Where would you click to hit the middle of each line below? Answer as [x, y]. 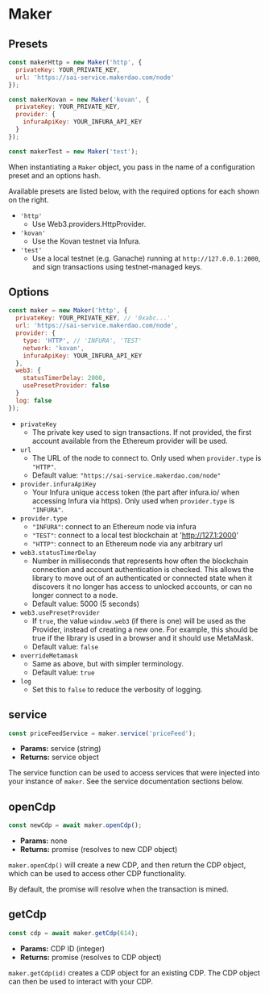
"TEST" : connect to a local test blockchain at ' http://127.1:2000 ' [135, 535]
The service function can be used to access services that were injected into [134, 773]
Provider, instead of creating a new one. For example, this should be [145, 629]
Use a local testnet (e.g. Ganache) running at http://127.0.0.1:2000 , [146, 258]
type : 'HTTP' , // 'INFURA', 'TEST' [83, 340]
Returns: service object [59, 757]
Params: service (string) [60, 749]
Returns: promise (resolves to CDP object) [91, 957]
